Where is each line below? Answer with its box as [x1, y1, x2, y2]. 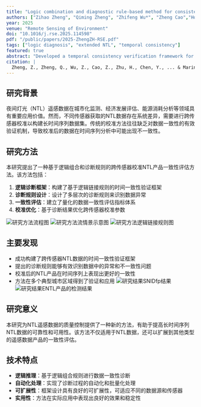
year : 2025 [6, 20, 33, 26]
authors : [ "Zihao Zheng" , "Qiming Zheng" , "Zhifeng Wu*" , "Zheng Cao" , [6, 14, 188, 20]
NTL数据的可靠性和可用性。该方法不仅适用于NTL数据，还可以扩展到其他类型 [6, 328, 194, 335]
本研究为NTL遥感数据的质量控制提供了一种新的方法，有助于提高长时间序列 [6, 321, 190, 328]
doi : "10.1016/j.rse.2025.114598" [6, 31, 93, 37]
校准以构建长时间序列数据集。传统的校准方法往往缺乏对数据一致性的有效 [16, 120, 195, 127]
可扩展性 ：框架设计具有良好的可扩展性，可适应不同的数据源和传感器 [14, 387, 183, 394]
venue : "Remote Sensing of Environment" [6, 25, 109, 32]
